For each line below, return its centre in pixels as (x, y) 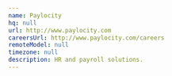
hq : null (23, 23)
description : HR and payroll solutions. (76, 60)
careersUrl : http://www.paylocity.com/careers (86, 38)
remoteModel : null (38, 45)
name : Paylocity (35, 15)
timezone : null (33, 52)
